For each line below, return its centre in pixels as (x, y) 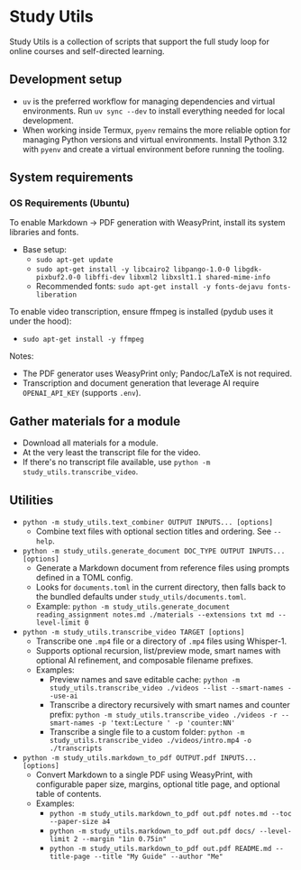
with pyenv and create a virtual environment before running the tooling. (153, 149)
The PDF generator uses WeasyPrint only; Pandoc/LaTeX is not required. (157, 374)
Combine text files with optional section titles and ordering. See (154, 531)
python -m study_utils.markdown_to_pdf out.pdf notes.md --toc (170, 814)
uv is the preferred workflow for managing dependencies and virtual (149, 101)
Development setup (66, 80)
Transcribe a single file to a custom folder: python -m (147, 732)
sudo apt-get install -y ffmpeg (83, 340)
